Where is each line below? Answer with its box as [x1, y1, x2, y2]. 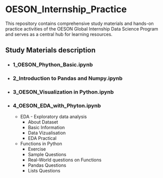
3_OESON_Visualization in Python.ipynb [12, 88, 114, 96]
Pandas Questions [28, 162, 66, 168]
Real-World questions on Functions [28, 157, 102, 163]
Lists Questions [28, 168, 61, 174]
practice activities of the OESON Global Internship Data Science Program [5, 25, 158, 32]
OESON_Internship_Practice [5, 4, 127, 15]
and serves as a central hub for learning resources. [5, 31, 113, 37]
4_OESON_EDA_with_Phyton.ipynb [12, 102, 101, 109]
